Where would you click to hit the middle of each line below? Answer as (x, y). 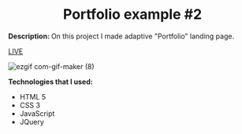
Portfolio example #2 (132, 14)
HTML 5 (33, 96)
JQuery (32, 121)
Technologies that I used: (50, 81)
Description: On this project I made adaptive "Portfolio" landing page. (121, 36)
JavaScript (37, 113)
